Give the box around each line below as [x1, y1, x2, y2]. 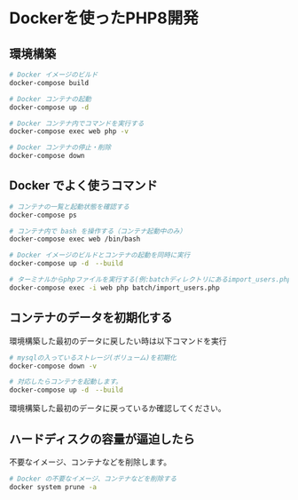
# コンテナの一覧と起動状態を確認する [9, 202, 130, 211]
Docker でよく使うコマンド [9, 179, 158, 194]
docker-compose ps [9, 210, 77, 219]
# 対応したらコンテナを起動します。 [9, 377, 122, 386]
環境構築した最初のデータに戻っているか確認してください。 [9, 403, 226, 414]
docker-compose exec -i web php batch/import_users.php [9, 283, 220, 292]
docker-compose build [9, 78, 90, 87]
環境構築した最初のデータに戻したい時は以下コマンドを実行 [9, 335, 227, 346]
